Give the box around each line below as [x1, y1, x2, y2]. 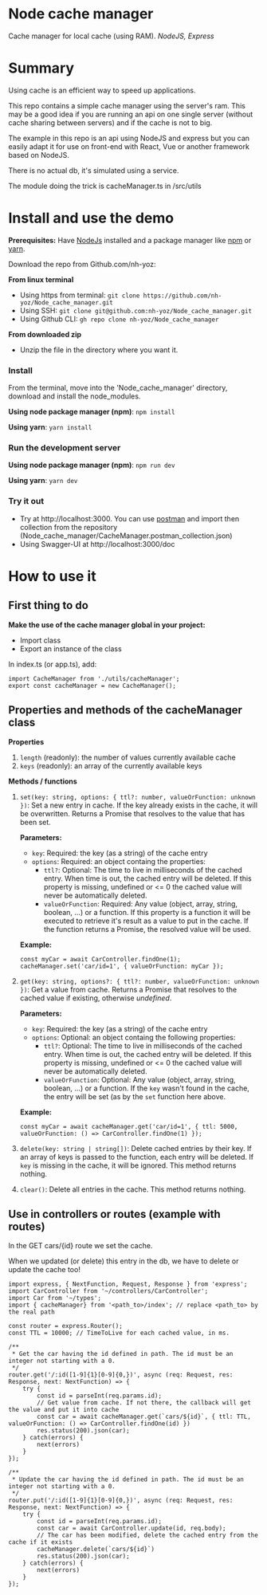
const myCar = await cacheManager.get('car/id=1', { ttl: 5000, [19, 1122, 238, 1130]
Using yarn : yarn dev [8, 476, 78, 485]
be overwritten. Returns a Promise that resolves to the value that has [19, 808, 245, 818]
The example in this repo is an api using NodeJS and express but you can [8, 133, 249, 143]
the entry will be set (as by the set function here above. [43, 1091, 226, 1101]
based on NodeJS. [8, 150, 69, 159]
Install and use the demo [8, 209, 174, 227]
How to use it [8, 567, 97, 585]
